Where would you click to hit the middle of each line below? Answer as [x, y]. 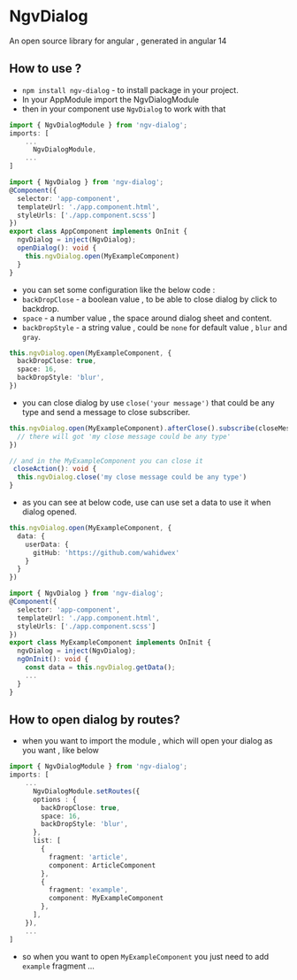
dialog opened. [49, 512]
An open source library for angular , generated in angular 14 [118, 41]
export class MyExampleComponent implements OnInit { [110, 643]
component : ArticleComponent [102, 865]
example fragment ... [58, 966]
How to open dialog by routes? [95, 719]
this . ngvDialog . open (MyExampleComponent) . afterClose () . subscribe [132, 428]
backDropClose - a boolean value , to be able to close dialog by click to [149, 299]
